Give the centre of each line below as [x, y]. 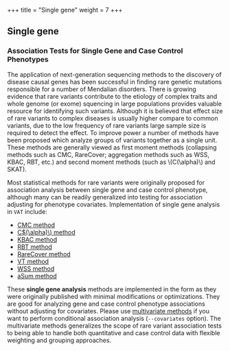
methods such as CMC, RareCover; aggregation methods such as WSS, [108, 154]
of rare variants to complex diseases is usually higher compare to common [113, 118]
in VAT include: [27, 211]
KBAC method [37, 239]
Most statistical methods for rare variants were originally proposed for [106, 182]
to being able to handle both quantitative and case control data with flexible [114, 332]
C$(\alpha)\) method [46, 232]
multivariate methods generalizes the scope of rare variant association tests [114, 326]
